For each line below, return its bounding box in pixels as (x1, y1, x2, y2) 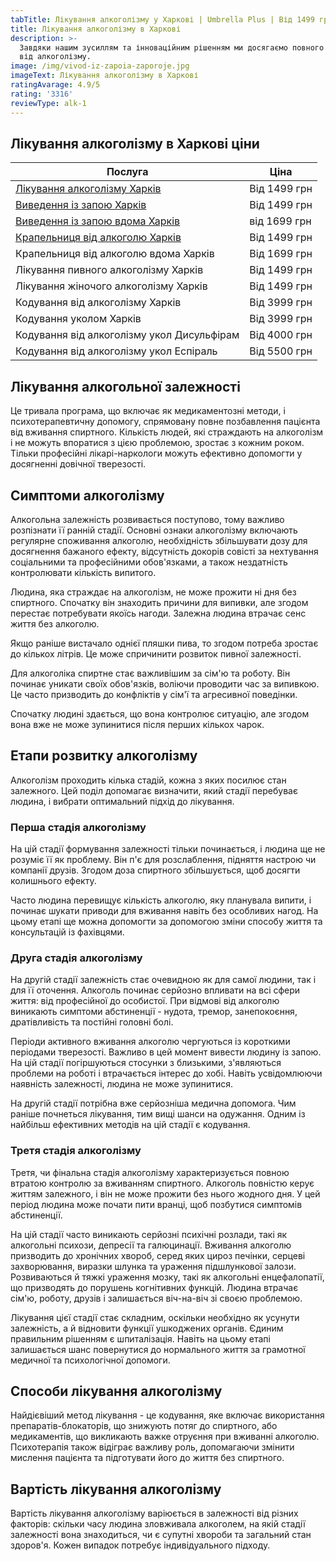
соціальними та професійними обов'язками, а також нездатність (10, 556, 288, 568)
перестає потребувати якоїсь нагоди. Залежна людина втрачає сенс (10, 607, 307, 619)
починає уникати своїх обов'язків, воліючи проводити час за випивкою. (10, 677, 320, 690)
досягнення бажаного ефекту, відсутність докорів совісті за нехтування (10, 545, 319, 557)
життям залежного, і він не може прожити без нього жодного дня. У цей (10, 1187, 321, 1200)
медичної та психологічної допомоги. (10, 1354, 171, 1366)
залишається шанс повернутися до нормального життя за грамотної (10, 1343, 306, 1355)
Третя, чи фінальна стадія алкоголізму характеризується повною (10, 1166, 290, 1178)
